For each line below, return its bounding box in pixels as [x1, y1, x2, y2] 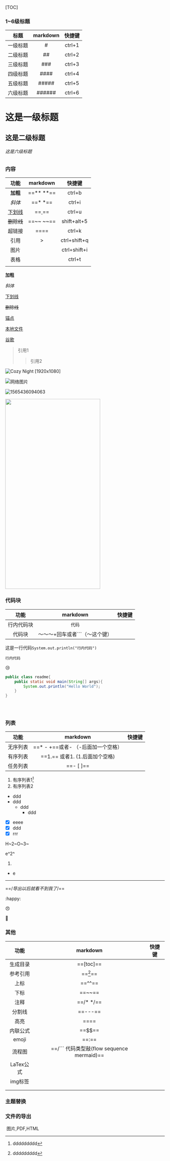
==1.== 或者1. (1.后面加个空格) [40, 753, 115, 760]
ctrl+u [67, 208, 82, 215]
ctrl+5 [65, 80, 79, 87]
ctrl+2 [65, 51, 79, 58]
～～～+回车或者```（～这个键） [38, 630, 112, 638]
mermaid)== [74, 1052, 105, 1059]
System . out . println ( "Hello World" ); [23, 684, 101, 689]
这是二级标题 [5, 133, 46, 142]
